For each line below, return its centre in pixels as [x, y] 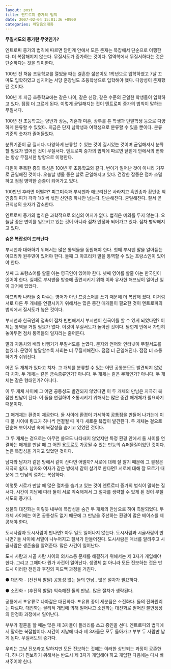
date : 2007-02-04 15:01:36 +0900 [41, 19]
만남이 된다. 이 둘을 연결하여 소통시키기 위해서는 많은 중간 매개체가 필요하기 [89, 398]
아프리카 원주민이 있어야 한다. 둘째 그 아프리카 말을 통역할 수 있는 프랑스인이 [81, 256]
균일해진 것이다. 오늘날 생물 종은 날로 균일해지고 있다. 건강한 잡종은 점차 [82, 174]
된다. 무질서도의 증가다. [34, 638]
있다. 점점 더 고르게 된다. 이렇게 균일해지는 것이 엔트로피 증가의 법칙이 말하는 [87, 104]
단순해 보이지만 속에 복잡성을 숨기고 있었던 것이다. [55, 428]
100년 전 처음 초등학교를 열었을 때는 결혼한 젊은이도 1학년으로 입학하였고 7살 [81, 74]
